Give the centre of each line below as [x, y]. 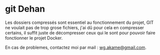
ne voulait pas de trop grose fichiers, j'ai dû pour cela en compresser [75, 27]
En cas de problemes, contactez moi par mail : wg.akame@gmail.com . [76, 47]
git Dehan [25, 9]
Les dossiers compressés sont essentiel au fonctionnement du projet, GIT [80, 22]
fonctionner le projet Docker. [34, 38]
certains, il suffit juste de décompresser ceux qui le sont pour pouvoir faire [80, 33]
